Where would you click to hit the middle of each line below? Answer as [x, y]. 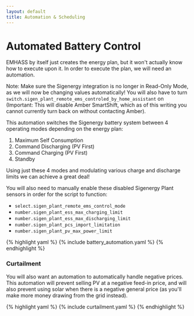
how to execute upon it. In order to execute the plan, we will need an [89, 69]
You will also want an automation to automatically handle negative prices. [95, 277]
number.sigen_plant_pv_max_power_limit [63, 231]
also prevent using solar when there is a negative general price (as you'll [94, 289]
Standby [25, 159]
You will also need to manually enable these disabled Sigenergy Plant [90, 188]
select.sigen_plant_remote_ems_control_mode [70, 207]
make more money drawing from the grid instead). [67, 295]
